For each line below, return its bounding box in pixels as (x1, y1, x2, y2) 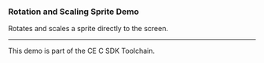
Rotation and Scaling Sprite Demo (8, 6, 139, 17)
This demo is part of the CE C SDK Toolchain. (8, 46, 156, 56)
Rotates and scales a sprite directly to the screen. (8, 24, 169, 33)
